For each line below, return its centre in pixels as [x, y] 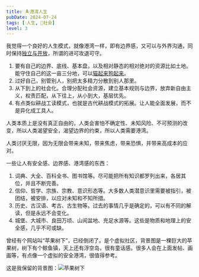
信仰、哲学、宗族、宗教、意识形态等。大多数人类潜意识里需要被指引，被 [103, 191]
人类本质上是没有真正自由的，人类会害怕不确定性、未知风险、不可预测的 [94, 123]
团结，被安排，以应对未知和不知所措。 [61, 198]
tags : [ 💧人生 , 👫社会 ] [31, 23]
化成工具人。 [41, 111]
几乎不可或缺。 [49, 228]
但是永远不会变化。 [49, 213]
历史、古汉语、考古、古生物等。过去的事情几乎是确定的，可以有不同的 [100, 206]
